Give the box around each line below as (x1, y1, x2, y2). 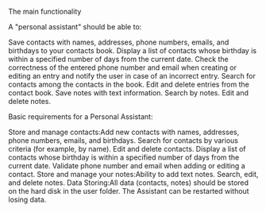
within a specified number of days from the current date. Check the (8, 55, 229, 64)
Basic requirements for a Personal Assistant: (8, 112, 153, 121)
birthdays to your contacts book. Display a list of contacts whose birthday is (8, 46, 256, 55)
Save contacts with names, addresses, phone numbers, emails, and (8, 37, 229, 47)
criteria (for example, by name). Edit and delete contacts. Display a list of (8, 145, 246, 153)
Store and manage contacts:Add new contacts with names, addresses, (8, 127, 240, 137)
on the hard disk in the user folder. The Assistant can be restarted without (8, 187, 249, 195)
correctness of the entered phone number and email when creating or (8, 63, 237, 72)
